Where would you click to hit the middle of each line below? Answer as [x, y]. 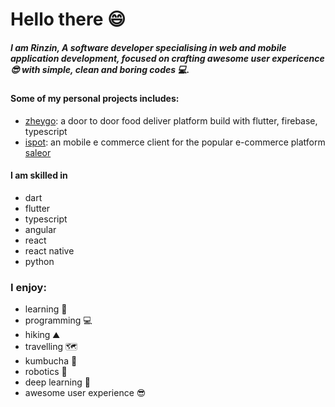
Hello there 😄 [68, 19]
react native [49, 250]
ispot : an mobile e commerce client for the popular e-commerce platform [175, 142]
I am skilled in [39, 175]
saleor [38, 152]
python [39, 261]
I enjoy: [28, 287]
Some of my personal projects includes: [95, 99]
